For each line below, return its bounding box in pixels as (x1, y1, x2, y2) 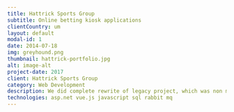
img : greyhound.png (7, 49, 64, 56)
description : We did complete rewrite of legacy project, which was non (7, 88, 223, 95)
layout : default (7, 29, 54, 37)
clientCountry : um (7, 23, 61, 30)
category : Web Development (7, 81, 86, 88)
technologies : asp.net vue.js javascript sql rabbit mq (7, 95, 173, 102)
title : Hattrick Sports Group (7, 10, 95, 17)
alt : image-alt (7, 62, 52, 69)
